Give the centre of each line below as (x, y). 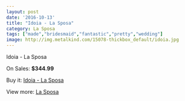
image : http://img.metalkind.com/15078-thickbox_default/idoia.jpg (93, 40)
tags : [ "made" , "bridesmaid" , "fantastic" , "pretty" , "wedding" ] (85, 34)
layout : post (23, 12)
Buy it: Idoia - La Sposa (35, 80)
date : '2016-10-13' (31, 17)
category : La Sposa (31, 29)
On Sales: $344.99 (30, 69)
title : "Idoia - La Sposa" (40, 23)
